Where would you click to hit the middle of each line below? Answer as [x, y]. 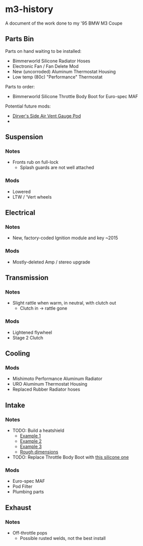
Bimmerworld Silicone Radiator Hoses [51, 61]
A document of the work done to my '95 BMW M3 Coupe [64, 23]
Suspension [24, 137]
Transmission [27, 278]
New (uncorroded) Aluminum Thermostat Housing [64, 71]
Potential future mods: [28, 106]
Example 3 [31, 446]
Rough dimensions [39, 452]
